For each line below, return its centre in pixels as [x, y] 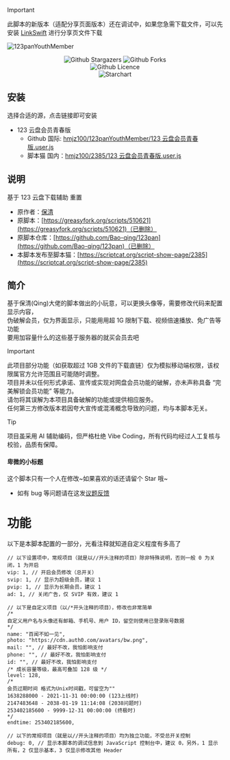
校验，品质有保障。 [34, 444]
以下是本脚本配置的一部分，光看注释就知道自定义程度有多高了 [94, 543]
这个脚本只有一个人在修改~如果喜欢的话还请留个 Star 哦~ [88, 478]
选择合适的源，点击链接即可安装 [52, 115]
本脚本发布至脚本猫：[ [48, 254]
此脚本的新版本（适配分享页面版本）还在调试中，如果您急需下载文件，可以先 [115, 24]
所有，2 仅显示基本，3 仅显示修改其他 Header [65, 750]
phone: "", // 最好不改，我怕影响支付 [57, 654]
